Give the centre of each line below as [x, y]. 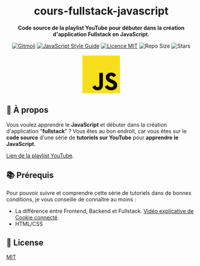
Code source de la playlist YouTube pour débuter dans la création [101, 28]
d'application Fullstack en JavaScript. [101, 34]
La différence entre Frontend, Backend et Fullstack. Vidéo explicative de [104, 211]
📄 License [25, 242]
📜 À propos [27, 110]
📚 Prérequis [30, 175]
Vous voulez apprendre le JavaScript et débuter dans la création [87, 124]
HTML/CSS [29, 224]
